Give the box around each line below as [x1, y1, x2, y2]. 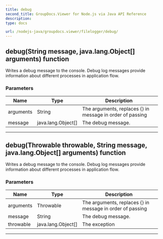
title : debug [5, 7, 32, 12]
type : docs [5, 20, 28, 26]
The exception [82, 221, 115, 228]
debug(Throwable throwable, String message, [5, 141, 148, 149]
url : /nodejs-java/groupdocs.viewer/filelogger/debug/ [5, 30, 119, 34]
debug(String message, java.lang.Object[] [5, 47, 135, 56]
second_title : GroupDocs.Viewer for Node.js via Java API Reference [5, 12, 147, 16]
